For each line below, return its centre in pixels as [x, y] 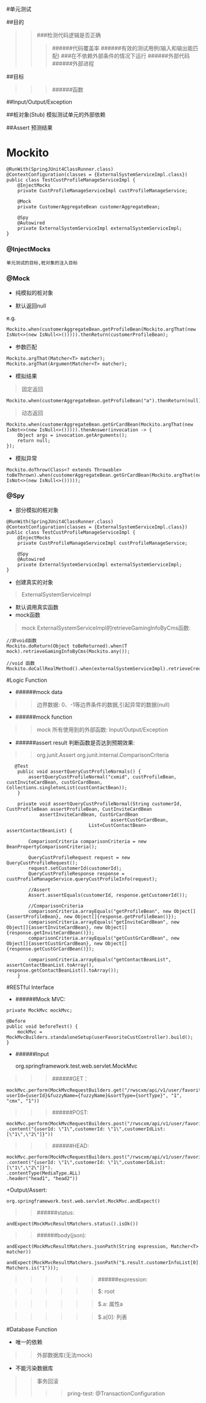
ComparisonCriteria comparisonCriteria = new [88, 841]
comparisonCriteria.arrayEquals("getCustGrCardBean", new [104, 938]
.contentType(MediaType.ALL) [44, 1173]
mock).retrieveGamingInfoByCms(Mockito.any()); [68, 651]
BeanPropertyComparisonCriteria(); [52, 846]
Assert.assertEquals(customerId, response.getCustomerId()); [108, 895]
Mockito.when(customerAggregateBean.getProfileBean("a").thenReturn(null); [105, 401]
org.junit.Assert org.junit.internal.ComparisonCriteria [103, 755]
